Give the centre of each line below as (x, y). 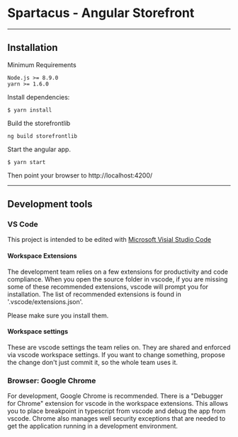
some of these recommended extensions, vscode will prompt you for (108, 286)
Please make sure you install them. (58, 315)
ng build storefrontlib (42, 136)
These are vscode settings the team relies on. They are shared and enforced (119, 347)
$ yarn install (30, 110)
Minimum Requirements (42, 64)
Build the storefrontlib (39, 123)
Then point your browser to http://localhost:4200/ (80, 175)
